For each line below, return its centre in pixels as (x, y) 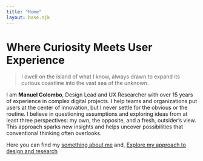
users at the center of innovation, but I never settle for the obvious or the (97, 108)
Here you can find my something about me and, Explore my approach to (96, 145)
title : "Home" (24, 12)
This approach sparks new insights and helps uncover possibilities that (95, 127)
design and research (32, 151)
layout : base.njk (28, 17)
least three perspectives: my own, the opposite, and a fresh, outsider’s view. (101, 121)
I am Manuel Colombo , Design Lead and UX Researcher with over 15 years (100, 95)
